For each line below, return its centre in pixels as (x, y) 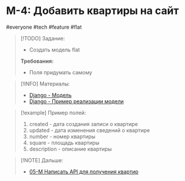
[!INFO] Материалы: (45, 84)
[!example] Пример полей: (53, 112)
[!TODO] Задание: (43, 38)
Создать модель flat (55, 49)
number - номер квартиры (62, 136)
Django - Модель (50, 95)
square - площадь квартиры (64, 142)
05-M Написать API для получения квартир (84, 172)
